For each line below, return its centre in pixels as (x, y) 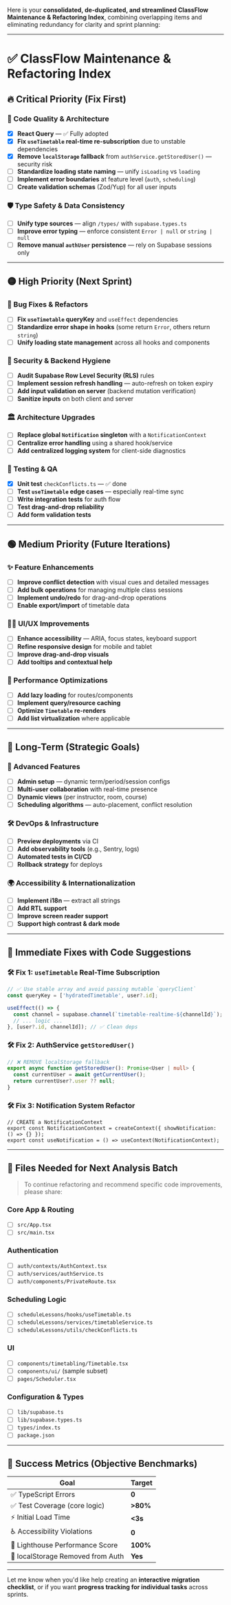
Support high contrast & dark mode (68, 924)
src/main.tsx (36, 1233)
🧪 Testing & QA (33, 469)
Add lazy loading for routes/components (75, 695)
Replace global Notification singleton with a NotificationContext (112, 435)
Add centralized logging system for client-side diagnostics (101, 450)
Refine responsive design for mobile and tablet (85, 646)
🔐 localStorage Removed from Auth (67, 1556)
